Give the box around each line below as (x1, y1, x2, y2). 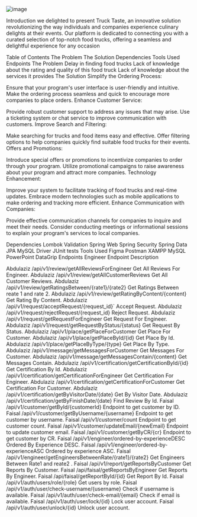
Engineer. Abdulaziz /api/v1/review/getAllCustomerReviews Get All (6, 271, 168, 278)
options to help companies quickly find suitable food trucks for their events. (6, 139, 190, 145)
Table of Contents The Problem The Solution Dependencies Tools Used (6, 54, 180, 60)
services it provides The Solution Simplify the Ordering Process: (6, 73, 163, 79)
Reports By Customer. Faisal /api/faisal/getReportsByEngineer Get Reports (6, 467, 188, 473)
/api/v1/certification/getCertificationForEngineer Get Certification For (6, 372, 174, 379)
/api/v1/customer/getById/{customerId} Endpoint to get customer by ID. (6, 403, 180, 410)
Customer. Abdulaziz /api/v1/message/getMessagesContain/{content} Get (6, 353, 188, 360)
